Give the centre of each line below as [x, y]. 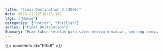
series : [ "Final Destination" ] [37, 27]
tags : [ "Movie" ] [21, 18]
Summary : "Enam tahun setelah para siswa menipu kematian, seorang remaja [82, 32]
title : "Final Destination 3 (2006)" [43, 9]
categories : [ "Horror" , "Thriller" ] [42, 23]
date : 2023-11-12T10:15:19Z [33, 14]
